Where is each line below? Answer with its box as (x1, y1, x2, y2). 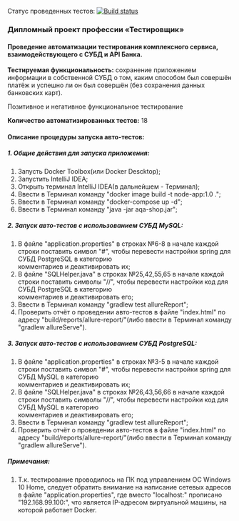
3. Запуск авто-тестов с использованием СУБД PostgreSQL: (7, 339, 198, 348)
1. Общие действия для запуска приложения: (7, 149, 150, 157)
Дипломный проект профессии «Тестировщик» (7, 24, 184, 34)
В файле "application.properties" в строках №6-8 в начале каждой (17, 239, 219, 248)
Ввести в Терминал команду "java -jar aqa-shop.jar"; (17, 204, 178, 214)
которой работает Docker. (17, 505, 98, 514)
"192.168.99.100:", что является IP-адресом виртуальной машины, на (17, 497, 227, 507)
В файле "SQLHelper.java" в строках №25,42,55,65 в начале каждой (17, 269, 225, 278)
